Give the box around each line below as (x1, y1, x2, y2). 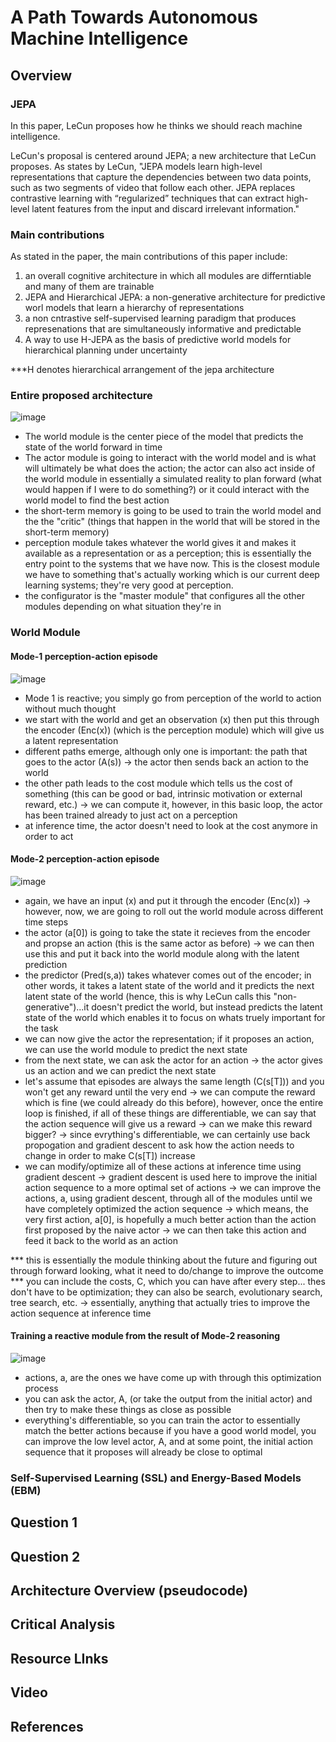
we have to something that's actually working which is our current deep (24, 569, 320, 581)
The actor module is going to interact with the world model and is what (24, 452, 317, 464)
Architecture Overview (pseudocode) (10, 1582, 249, 1600)
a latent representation (24, 734, 119, 746)
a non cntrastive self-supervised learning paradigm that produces (24, 312, 297, 325)
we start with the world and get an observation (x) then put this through (24, 713, 320, 725)
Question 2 (10, 1548, 81, 1565)
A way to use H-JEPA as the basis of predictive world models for (24, 334, 292, 346)
